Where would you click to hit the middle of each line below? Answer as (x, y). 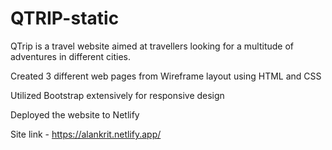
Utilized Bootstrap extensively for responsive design (117, 95)
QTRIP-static (65, 18)
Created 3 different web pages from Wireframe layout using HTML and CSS (166, 76)
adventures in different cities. (70, 56)
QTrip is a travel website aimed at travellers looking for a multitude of (152, 46)
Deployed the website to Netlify (75, 114)
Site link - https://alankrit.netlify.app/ (86, 134)
